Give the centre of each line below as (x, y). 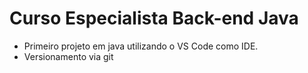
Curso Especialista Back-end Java (154, 18)
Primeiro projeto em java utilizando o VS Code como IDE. (141, 46)
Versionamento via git (68, 56)
